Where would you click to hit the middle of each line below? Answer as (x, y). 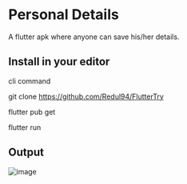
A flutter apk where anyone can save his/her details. (94, 37)
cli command (30, 80)
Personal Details (64, 15)
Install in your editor (59, 62)
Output (26, 153)
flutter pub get (32, 112)
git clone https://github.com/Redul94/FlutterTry (86, 96)
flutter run (25, 127)
